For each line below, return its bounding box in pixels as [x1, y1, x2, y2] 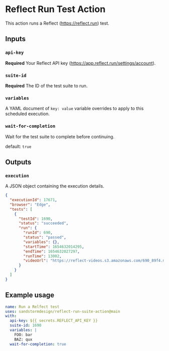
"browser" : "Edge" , [10, 202, 51, 207]
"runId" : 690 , [23, 230, 53, 235]
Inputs [5, 35, 26, 43]
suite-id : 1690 [10, 323, 42, 328]
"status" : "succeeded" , [18, 221, 69, 226]
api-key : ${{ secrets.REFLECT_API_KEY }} [10, 318, 98, 323]
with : [5, 313, 17, 319]
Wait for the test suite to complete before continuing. [5, 133, 115, 139]
